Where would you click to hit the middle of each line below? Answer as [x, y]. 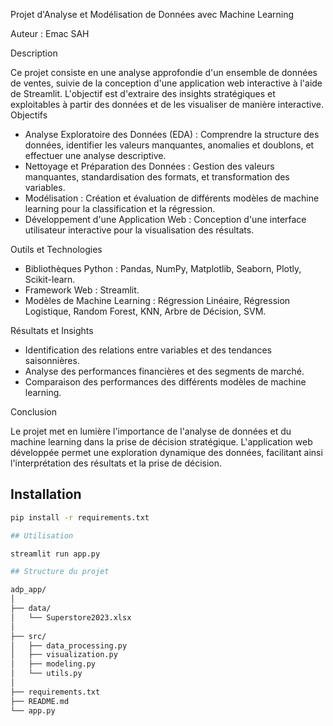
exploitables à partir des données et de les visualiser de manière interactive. [167, 104]
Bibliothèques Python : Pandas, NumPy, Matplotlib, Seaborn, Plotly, [163, 268]
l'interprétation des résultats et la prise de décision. [116, 463]
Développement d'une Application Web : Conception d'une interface [165, 219]
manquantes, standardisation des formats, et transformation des [157, 177]
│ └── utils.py [46, 674]
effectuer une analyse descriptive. [95, 155]
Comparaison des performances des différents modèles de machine [165, 382]
